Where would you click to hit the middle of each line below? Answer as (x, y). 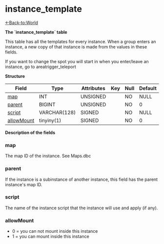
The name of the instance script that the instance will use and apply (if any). (82, 208)
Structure (15, 76)
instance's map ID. (24, 184)
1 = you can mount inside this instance (51, 237)
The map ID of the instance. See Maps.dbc (48, 156)
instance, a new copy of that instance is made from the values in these (76, 47)
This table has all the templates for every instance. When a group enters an (81, 41)
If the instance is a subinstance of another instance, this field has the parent (81, 179)
